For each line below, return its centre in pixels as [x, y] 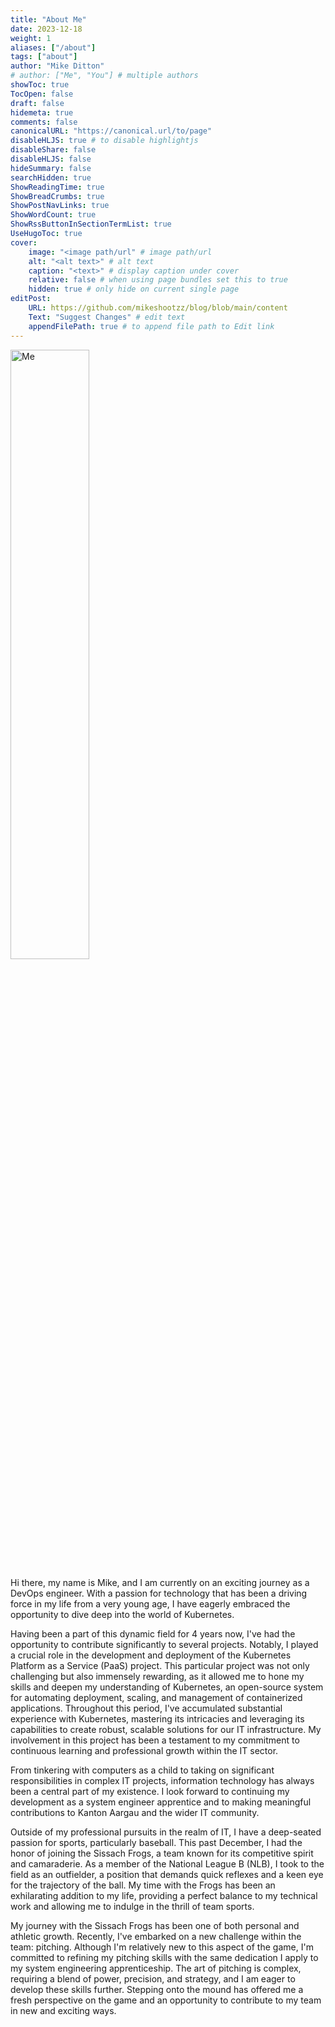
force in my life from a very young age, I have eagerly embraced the [150, 1603]
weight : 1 [31, 38]
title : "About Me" [48, 19]
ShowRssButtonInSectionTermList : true [91, 224]
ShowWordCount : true [53, 215]
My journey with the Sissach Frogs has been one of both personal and [155, 1925]
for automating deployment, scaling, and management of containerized [156, 1697]
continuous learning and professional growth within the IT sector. [144, 1750]
